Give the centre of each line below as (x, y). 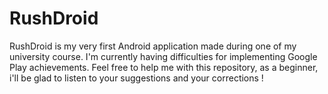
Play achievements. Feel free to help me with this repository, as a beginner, (164, 67)
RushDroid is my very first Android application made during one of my (153, 46)
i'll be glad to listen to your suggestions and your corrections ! (136, 78)
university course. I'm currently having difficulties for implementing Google (163, 56)
